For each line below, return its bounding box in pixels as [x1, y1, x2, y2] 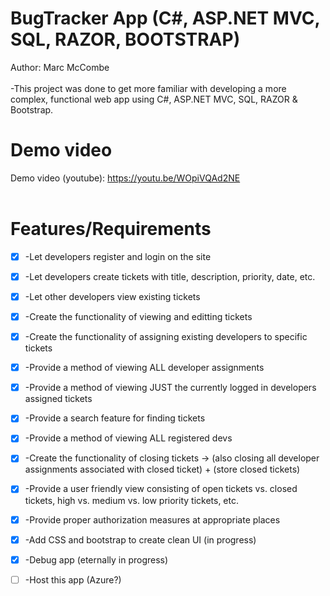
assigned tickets [24, 393, 93, 405]
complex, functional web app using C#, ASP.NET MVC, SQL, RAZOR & [10, 93, 298, 105]
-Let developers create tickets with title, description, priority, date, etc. [24, 270, 316, 282]
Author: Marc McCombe [10, 61, 110, 73]
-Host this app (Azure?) [24, 573, 122, 586]
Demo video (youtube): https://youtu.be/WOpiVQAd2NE [10, 172, 241, 184]
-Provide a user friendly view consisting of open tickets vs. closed [24, 483, 298, 495]
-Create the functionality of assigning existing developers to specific [24, 331, 308, 343]
